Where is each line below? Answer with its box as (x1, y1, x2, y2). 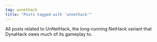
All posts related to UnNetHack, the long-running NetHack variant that (5, 25, 152, 31)
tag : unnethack (5, 7, 38, 12)
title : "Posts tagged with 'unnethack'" (5, 12, 92, 17)
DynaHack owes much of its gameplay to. (5, 31, 92, 37)
